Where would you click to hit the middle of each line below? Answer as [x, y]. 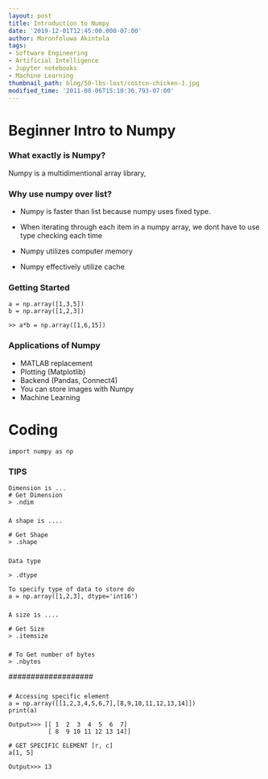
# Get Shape [28, 535]
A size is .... [34, 615]
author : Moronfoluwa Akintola [59, 38]
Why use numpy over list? [60, 194]
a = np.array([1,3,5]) [46, 304]
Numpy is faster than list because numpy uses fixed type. [115, 212]
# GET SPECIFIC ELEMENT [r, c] [61, 745]
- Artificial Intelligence [54, 61]
